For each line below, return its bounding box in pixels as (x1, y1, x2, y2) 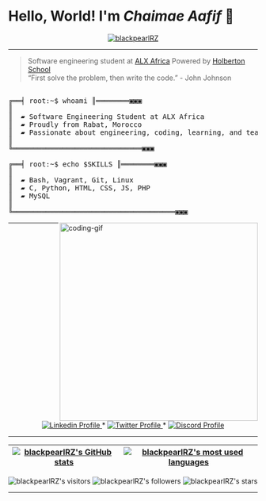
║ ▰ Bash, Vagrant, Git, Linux (8, 175, 134, 185)
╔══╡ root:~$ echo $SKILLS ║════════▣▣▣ (8, 159, 168, 169)
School (27, 64, 51, 74)
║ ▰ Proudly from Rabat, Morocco (8, 120, 142, 129)
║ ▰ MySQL (8, 191, 51, 201)
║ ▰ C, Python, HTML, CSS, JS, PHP (8, 183, 150, 193)
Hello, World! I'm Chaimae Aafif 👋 (8, 7, 235, 25)
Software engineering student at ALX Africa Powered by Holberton (27, 55, 245, 66)
